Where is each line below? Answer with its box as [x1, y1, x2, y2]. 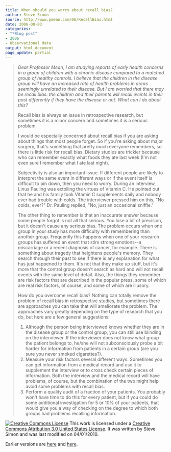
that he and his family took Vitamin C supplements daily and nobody [17, 191, 161, 197]
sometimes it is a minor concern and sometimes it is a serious [17, 117, 148, 123]
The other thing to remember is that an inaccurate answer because [17, 212, 159, 218]
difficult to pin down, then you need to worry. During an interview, [17, 180, 156, 187]
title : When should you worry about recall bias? [5, 7, 113, 13]
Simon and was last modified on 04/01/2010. [5, 431, 99, 437]
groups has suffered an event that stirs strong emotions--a [17, 239, 141, 245]
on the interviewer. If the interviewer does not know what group [25, 334, 159, 340]
